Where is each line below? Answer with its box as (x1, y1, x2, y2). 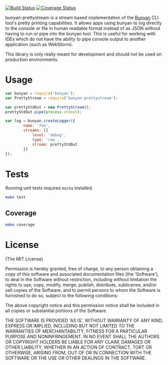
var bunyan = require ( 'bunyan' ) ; (5, 91, 75, 96)
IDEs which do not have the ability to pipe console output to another (5, 36, 146, 42)
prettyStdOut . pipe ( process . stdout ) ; (5, 109, 82, 115)
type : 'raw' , (32, 137, 59, 142)
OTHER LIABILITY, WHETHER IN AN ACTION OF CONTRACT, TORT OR (5, 344, 152, 350)
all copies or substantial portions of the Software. (5, 307, 107, 314)
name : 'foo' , (23, 123, 51, 128)
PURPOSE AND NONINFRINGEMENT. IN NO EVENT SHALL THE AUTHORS (5, 333, 160, 339)
